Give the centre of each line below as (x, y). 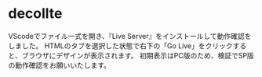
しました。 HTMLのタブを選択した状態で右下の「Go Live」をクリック (120, 45)
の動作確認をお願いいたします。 (60, 65)
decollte (35, 14)
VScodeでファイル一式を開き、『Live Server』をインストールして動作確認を (130, 36)
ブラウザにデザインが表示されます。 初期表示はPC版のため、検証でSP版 (138, 55)
